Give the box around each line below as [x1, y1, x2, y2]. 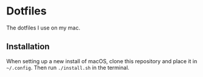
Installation [6, 42, 50, 52]
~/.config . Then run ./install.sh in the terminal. [6, 64, 129, 71]
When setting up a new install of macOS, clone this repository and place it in [6, 57, 198, 64]
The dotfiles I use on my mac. [6, 24, 81, 31]
